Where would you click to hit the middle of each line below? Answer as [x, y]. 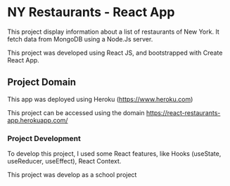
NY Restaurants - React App [91, 12]
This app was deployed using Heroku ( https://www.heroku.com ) [100, 99]
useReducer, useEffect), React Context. [64, 161]
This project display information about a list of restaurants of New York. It [113, 32]
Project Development [44, 138]
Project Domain [41, 82]
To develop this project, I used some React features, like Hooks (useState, [114, 154]
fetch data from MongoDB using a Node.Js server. [80, 39]
